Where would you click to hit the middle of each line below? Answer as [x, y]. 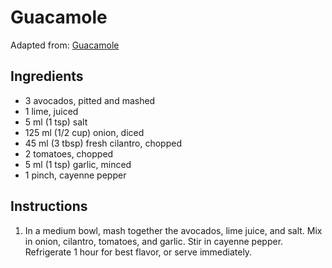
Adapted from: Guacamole [65, 45]
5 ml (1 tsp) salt [56, 122]
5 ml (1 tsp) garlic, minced [78, 164]
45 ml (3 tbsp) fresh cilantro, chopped [103, 143]
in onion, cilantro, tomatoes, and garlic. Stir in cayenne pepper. [154, 241]
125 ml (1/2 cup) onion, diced [84, 132]
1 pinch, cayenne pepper [75, 175]
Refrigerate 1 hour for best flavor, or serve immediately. [138, 252]
